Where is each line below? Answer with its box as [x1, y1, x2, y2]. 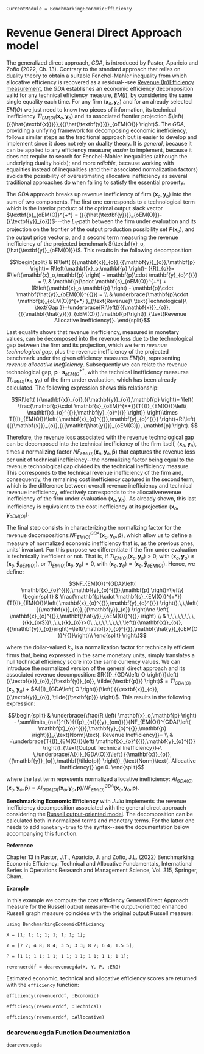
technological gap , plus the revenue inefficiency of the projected [6, 347, 169, 355]
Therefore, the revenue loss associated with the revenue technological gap [6, 433, 194, 441]
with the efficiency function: [6, 981, 79, 988]
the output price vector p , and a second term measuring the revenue [6, 233, 178, 241]
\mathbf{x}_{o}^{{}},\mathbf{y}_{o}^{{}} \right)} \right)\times [27, 409, 178, 416]
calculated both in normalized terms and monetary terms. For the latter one [6, 817, 195, 824]
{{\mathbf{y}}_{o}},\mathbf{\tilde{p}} [9, 757, 102, 764]
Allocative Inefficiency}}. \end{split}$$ [54, 316, 151, 324]
